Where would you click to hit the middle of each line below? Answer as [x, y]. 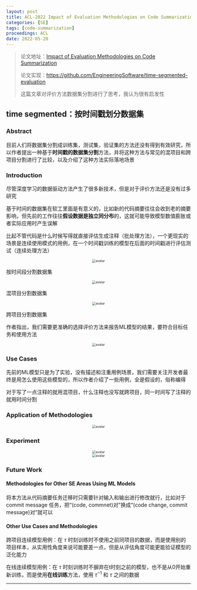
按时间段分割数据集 [29, 272]
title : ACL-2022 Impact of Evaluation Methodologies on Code [82, 17]
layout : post [22, 11]
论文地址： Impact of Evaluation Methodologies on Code [88, 56]
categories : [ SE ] [27, 22]
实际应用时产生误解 [34, 223]
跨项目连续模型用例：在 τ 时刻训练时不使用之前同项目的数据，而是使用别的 [96, 540]
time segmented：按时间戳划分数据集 [75, 114]
